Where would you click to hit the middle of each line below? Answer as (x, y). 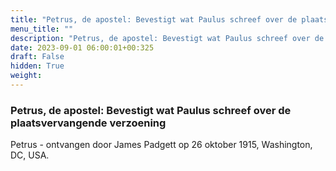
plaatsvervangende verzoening (88, 123)
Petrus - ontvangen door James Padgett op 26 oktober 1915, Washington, (161, 145)
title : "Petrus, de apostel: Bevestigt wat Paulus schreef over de (154, 19)
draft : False (37, 57)
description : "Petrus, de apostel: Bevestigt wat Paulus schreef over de (167, 38)
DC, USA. (30, 155)
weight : (26, 76)
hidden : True (37, 66)
